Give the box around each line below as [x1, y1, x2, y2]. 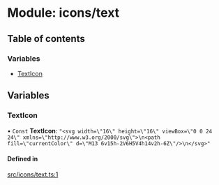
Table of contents [7, 33, 85, 45]
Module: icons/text [7, 5, 120, 21]
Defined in [7, 155, 38, 163]
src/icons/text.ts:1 [7, 170, 59, 179]
